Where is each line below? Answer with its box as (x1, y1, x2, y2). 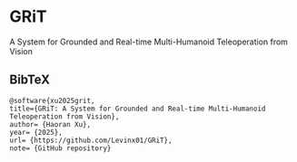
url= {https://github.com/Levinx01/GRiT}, (9, 136, 173, 145)
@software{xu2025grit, (9, 96, 95, 105)
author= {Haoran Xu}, (9, 119, 92, 129)
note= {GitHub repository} (9, 143, 112, 153)
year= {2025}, (9, 128, 64, 137)
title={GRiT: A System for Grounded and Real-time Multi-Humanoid (9, 104, 266, 113)
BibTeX (9, 72, 50, 88)
